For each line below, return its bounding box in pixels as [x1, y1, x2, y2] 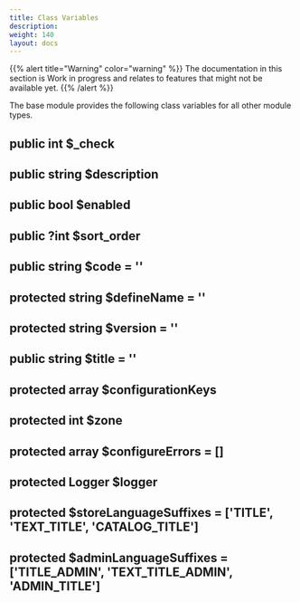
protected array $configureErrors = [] [9, 444, 224, 459]
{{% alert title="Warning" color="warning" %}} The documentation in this [9, 63, 283, 74]
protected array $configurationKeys [9, 382, 217, 397]
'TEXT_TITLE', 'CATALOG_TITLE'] [9, 520, 199, 535]
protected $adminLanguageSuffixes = [9, 549, 229, 566]
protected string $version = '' [9, 320, 179, 336]
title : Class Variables [9, 13, 99, 23]
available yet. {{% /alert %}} [9, 82, 115, 93]
